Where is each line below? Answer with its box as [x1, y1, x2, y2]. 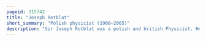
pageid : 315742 [6, 8, 45, 15]
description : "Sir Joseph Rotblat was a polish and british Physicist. [6, 25, 193, 32]
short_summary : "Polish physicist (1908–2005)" [6, 20, 131, 26]
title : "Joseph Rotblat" [6, 14, 70, 20]
